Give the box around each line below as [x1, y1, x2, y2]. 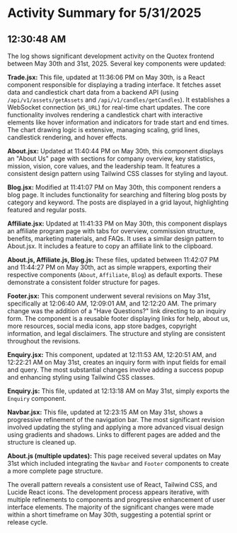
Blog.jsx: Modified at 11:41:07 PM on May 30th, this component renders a [7, 183, 221, 192]
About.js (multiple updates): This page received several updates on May [7, 452, 221, 460]
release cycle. [7, 518, 48, 526]
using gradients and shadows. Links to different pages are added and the [7, 430, 221, 439]
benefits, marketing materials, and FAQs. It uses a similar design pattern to [7, 235, 224, 242]
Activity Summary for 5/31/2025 [7, 5, 202, 21]
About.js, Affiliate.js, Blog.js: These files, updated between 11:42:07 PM [7, 256, 219, 264]
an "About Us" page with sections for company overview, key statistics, [7, 154, 216, 163]
